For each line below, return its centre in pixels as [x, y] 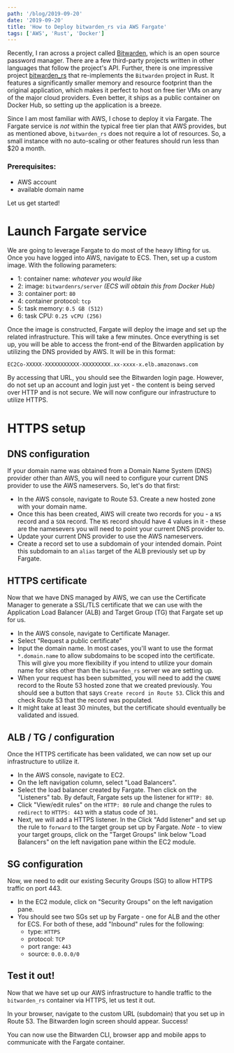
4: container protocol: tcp [54, 301]
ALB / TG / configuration [61, 737]
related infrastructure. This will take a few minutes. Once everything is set [113, 337]
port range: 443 [50, 946]
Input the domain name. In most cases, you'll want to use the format [115, 649]
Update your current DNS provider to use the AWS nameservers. [110, 537]
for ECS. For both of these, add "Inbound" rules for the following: [111, 924]
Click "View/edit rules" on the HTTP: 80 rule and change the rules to [114, 805]
